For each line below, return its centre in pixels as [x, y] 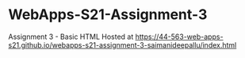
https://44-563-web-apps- [179, 37]
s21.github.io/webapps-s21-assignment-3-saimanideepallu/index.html [122, 44]
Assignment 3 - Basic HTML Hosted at [71, 37]
